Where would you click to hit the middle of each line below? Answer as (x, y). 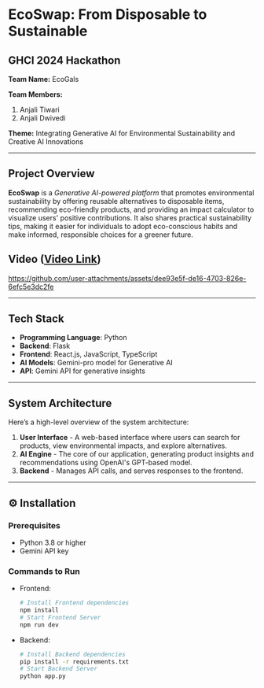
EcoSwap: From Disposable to (108, 15)
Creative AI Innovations (46, 142)
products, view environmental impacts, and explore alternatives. (123, 446)
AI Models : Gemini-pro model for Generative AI (96, 363)
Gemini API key (44, 551)
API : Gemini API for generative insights (82, 371)
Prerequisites (34, 525)
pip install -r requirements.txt (74, 662)
